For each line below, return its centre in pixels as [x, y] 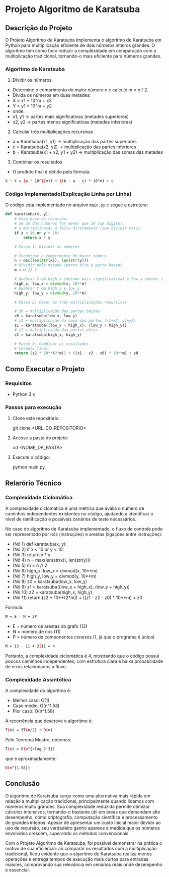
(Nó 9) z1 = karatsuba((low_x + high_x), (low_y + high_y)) [71, 587]
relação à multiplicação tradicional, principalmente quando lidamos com [80, 801]
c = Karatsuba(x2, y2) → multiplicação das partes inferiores [74, 147]
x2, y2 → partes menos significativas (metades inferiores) [72, 122]
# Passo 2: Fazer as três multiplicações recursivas [71, 302]
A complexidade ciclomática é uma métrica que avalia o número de [75, 508]
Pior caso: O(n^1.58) [33, 711]
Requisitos [18, 383]
